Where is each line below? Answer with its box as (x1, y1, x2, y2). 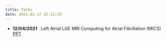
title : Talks (5, 7, 33, 12)
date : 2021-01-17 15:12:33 (5, 12, 62, 17)
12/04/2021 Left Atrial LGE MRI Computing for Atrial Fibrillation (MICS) (12, 25, 161, 31)
